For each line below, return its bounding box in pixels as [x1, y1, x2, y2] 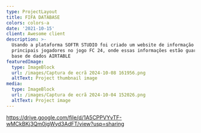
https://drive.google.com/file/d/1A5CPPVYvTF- [6, 114, 122, 121]
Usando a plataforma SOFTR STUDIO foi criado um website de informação [11, 42, 194, 48]
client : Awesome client [6, 31, 66, 37]
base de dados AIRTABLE [11, 53, 71, 59]
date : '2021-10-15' [6, 25, 55, 32]
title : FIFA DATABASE [6, 14, 60, 20]
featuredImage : [6, 58, 44, 64]
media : [6, 81, 23, 87]
